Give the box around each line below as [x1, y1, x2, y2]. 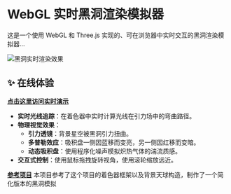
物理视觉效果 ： [17, 120, 61, 129]
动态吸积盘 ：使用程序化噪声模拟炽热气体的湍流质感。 [27, 146, 182, 155]
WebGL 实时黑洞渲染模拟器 [7, 6, 164, 22]
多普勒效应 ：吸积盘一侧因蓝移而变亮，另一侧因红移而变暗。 [27, 138, 200, 146]
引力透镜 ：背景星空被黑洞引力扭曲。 [27, 129, 133, 137]
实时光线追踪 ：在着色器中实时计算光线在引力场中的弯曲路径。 [17, 111, 196, 120]
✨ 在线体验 [7, 77, 55, 89]
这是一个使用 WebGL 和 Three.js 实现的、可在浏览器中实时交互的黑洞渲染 [7, 31, 218, 39]
